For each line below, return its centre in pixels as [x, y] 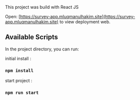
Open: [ [13, 16]
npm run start [22, 93]
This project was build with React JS [42, 7]
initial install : [18, 58]
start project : [19, 81]
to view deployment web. [85, 22]
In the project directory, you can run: [42, 49]
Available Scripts [31, 37]
